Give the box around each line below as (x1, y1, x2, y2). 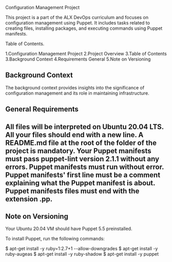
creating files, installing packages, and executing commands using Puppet (5, 25, 163, 31)
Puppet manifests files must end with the (5, 186, 140, 195)
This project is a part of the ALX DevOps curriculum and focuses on (5, 14, 149, 20)
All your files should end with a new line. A (5, 130, 144, 139)
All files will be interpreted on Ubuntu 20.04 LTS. (5, 122, 164, 131)
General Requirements (5, 105, 79, 114)
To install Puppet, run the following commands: (5, 236, 105, 242)
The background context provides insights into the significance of (5, 84, 145, 90)
